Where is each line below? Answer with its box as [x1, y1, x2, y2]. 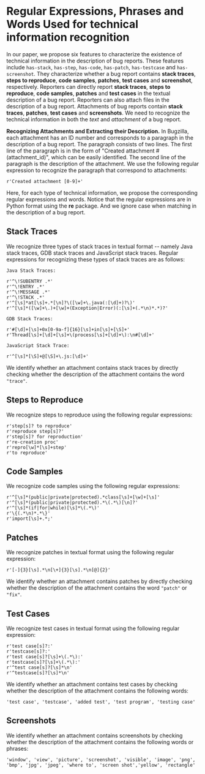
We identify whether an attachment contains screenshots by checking [6, 732, 183, 739]
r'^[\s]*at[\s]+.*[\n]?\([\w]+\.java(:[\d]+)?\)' [6, 299, 136, 306]
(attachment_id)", [6, 153, 50, 160]
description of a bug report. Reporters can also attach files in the [6, 96, 170, 103]
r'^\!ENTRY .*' [6, 284, 45, 290]
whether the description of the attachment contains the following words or [6, 738, 194, 745]
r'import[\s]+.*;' [6, 516, 53, 522]
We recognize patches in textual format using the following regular [6, 549, 174, 556]
